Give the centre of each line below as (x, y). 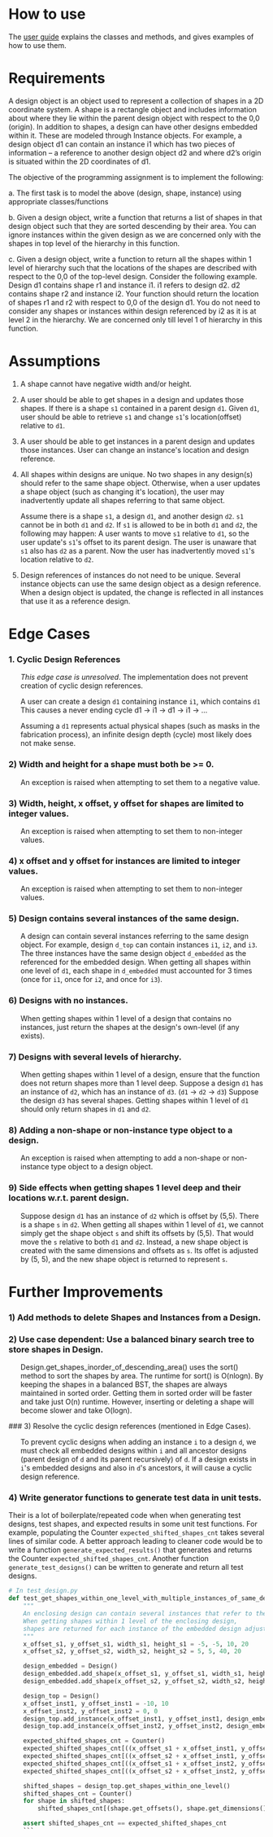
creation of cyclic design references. (82, 686)
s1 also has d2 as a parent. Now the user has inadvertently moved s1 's (137, 550)
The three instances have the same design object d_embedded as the (133, 954)
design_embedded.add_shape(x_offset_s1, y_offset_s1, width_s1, (134, 1674)
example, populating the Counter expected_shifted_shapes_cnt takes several (136, 1532)
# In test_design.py (43, 1591)
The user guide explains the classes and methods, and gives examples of (131, 37)
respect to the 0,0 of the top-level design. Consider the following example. (133, 276)
